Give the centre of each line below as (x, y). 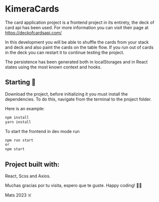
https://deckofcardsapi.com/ (33, 33)
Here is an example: (25, 108)
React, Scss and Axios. (28, 176)
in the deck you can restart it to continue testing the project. (65, 52)
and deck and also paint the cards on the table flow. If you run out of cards (79, 47)
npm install (17, 118)
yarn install (18, 122)
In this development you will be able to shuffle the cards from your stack (77, 42)
